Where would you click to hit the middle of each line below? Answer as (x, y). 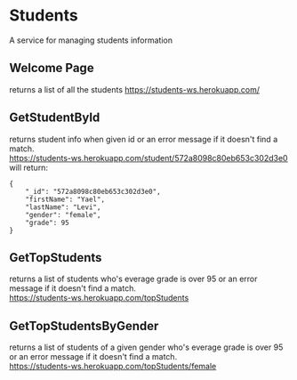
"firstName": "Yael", (65, 199)
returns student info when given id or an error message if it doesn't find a (144, 139)
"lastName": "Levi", (63, 207)
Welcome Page (52, 68)
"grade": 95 (47, 222)
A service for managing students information (91, 40)
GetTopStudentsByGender (84, 326)
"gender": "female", (63, 214)
